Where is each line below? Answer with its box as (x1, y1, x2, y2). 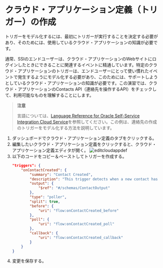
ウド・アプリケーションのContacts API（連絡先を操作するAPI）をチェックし (5, 86, 157, 92)
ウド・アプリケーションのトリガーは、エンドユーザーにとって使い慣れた (5, 68, 149, 74)
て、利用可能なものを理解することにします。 (5, 92, 94, 98)
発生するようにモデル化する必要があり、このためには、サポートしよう (17, 74, 158, 80)
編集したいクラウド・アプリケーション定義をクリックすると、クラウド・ (12, 141, 157, 147)
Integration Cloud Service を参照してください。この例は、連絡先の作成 (16, 119, 157, 125)
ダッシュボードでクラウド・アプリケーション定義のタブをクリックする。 (12, 135, 157, 141)
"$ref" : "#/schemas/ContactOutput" (38, 186, 110, 190)
